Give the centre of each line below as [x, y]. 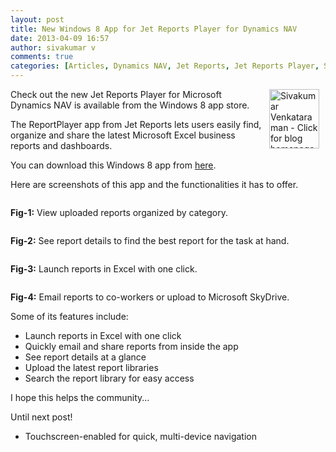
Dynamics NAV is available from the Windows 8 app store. [130, 105]
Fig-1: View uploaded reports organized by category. [119, 212]
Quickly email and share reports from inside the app [131, 346]
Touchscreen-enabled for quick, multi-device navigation [140, 436]
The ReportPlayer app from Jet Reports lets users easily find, [136, 124]
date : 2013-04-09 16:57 [60, 38]
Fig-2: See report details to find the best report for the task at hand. [150, 240]
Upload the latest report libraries [91, 367]
